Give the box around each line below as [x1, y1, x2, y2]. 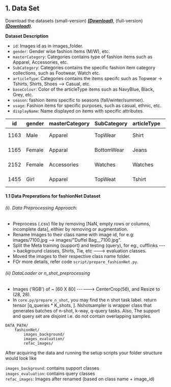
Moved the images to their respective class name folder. [12, 253, 131, 259]
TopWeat [94, 175, 116, 183]
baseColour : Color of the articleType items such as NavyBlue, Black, [12, 86, 154, 92]
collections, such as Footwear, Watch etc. [12, 70, 100, 76]
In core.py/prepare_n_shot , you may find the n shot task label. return [12, 297, 157, 303]
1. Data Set [5, 4, 40, 13]
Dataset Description [5, 33, 49, 39]
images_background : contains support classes [5, 365, 99, 371]
